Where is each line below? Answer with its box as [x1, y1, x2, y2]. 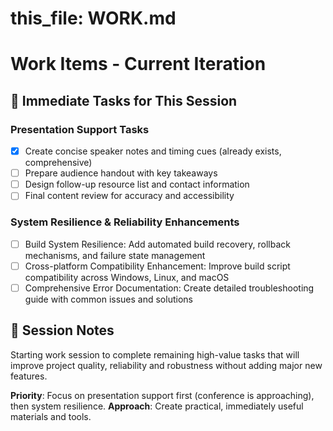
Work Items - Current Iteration [10, 53, 267, 76]
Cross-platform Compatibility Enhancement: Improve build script [24, 260, 291, 272]
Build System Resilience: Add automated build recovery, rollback [24, 238, 292, 250]
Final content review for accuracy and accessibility [24, 190, 235, 202]
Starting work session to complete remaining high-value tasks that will [10, 348, 300, 361]
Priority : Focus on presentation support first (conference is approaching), [10, 389, 315, 401]
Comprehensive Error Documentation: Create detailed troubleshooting [24, 282, 315, 294]
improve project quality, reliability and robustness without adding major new [10, 359, 323, 371]
